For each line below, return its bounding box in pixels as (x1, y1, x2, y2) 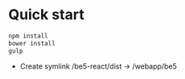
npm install (8, 32, 48, 40)
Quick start (8, 6, 84, 24)
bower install (8, 39, 56, 47)
